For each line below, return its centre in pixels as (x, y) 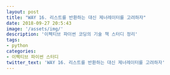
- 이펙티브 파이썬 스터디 (33, 57)
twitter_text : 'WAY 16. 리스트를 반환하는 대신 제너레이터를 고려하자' (86, 62)
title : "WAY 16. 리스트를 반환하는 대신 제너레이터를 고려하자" (76, 18)
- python (17, 46)
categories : (21, 51)
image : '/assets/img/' (35, 29)
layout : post (23, 12)
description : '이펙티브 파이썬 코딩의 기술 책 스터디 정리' (72, 34)
